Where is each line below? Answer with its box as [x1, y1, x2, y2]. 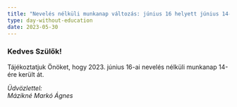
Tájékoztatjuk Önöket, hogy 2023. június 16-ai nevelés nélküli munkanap [7, 63, 217, 71]
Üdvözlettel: [7, 84, 42, 92]
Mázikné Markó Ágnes [7, 91, 73, 99]
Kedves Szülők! [7, 46, 62, 56]
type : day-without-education [7, 17, 93, 24]
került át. [18, 70, 44, 78]
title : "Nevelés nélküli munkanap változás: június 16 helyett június [7, 10, 219, 18]
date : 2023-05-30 [7, 23, 59, 30]
